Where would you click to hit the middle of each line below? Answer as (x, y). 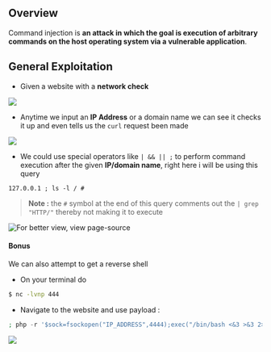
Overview (33, 13)
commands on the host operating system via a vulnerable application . (128, 41)
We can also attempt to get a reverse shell (78, 264)
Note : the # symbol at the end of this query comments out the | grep (144, 203)
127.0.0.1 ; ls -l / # (46, 188)
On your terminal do (53, 279)
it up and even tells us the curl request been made (104, 125)
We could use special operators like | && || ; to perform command (133, 156)
